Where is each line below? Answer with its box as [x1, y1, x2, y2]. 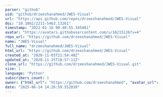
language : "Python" [5, 71, 45, 76]
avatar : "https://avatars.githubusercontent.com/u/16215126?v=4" [5, 30, 141, 35]
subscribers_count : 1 [5, 75, 49, 80]
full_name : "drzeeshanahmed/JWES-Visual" [5, 44, 91, 48]
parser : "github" [5, 7, 41, 12]
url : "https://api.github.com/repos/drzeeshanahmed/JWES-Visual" [5, 16, 141, 21]
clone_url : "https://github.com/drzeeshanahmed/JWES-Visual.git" [5, 62, 141, 67]
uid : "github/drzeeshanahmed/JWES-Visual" [5, 12, 93, 17]
